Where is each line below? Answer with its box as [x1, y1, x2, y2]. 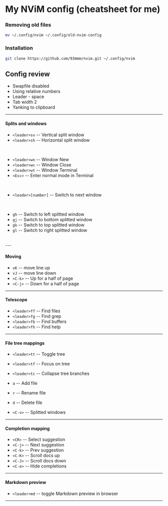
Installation [5, 45, 33, 52]
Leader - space [12, 94, 44, 100]
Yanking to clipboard [12, 104, 55, 111]
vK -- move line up [12, 264, 50, 271]
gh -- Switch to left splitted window [12, 211, 84, 217]
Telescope [5, 297, 27, 303]
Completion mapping [5, 425, 50, 431]
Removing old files [5, 22, 51, 29]
